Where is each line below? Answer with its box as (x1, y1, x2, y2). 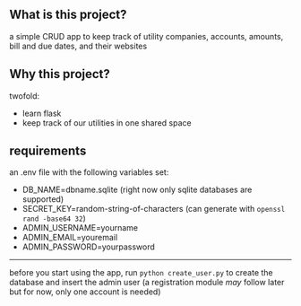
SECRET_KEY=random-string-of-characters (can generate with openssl (21, 204, 286, 214)
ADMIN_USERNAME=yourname (21, 223, 139, 233)
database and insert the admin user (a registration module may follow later (9, 277, 285, 288)
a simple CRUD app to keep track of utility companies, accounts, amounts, (9, 31, 284, 41)
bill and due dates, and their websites (9, 40, 148, 51)
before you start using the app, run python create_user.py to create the (9, 267, 273, 278)
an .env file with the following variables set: (9, 167, 169, 178)
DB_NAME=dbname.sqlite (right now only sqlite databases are (21, 184, 253, 196)
